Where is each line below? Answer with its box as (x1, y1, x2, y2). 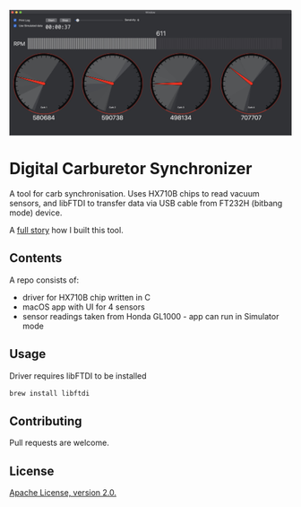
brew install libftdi (9, 389, 90, 398)
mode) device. (9, 207, 63, 218)
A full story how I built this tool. (9, 224, 124, 235)
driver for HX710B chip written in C (21, 292, 150, 302)
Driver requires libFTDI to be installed (9, 370, 147, 381)
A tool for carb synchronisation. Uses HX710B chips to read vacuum (9, 188, 260, 198)
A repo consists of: (9, 275, 79, 285)
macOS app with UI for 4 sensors (21, 302, 145, 312)
